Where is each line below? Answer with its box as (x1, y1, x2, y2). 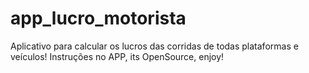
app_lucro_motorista (10, 7, 187, 30)
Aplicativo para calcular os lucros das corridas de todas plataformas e (10, 40, 299, 52)
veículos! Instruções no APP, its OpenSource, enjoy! (10, 50, 225, 62)
